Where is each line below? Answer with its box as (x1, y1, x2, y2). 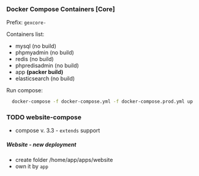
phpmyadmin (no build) (15, 49, 75, 56)
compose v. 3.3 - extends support (15, 127, 100, 134)
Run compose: (6, 87, 43, 94)
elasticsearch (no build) (15, 75, 75, 82)
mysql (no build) (15, 42, 57, 50)
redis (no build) (15, 56, 54, 63)
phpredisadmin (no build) (15, 62, 80, 69)
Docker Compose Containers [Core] (6, 5, 115, 13)
